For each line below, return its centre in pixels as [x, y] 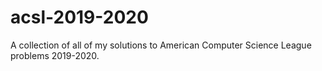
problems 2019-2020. [55, 55]
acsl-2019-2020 [79, 17]
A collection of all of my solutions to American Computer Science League [161, 45]
